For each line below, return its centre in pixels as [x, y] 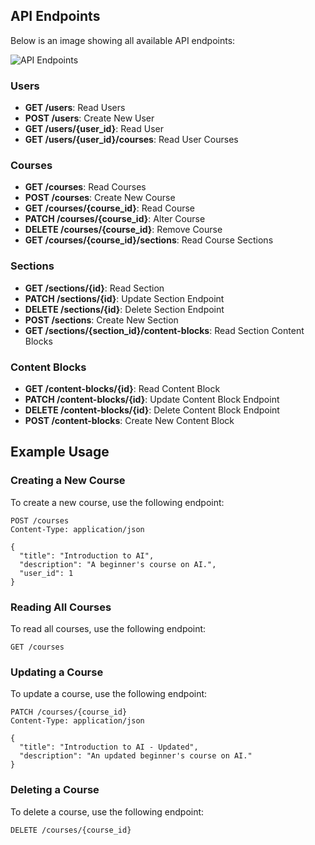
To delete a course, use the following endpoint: [107, 811]
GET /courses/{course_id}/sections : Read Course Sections [149, 240]
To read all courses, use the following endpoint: [108, 628]
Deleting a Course [55, 790]
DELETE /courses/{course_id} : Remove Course [123, 230]
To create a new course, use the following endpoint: [117, 502]
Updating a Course [57, 672]
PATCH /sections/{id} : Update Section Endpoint [124, 298]
